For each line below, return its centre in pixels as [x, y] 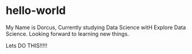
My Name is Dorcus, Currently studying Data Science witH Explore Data [96, 27]
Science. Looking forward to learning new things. [67, 33]
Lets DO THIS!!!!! [27, 46]
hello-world [36, 11]
